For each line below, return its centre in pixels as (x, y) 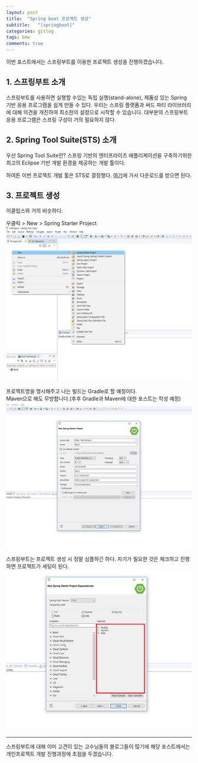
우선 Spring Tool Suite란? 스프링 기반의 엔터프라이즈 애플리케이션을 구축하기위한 (99, 155)
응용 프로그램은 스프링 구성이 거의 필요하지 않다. (61, 119)
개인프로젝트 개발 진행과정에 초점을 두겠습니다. (60, 754)
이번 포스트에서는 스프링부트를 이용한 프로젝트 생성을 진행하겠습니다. (85, 62)
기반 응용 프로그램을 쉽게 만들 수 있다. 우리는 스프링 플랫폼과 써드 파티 (86, 105)
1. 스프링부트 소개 (36, 82)
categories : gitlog (30, 31)
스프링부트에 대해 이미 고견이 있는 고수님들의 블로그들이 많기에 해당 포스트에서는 (98, 746)
